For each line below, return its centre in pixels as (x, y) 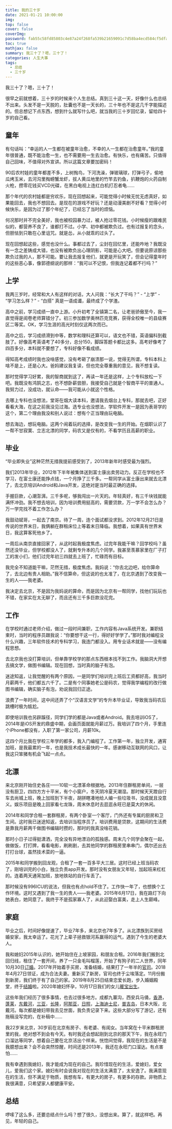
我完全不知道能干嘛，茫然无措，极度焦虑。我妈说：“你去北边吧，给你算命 (83, 567)
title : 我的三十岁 (23, 10)
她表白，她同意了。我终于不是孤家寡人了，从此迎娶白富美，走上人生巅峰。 (84, 899)
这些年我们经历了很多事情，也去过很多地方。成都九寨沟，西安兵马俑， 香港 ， (86, 997)
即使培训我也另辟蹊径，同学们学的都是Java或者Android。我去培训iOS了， (83, 717)
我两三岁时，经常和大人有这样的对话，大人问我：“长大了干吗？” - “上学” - (83, 294)
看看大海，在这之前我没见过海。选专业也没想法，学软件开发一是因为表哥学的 (86, 406)
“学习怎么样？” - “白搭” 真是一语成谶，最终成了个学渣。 (64, 301)
